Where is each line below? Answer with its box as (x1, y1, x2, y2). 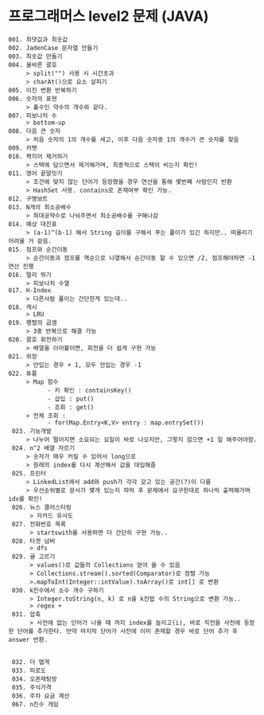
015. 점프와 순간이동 (8, 245, 68, 253)
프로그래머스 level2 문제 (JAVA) (8, 7, 209, 25)
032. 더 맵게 (11, 658, 50, 666)
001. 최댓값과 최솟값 (8, 35, 68, 44)
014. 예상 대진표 (8, 220, 57, 228)
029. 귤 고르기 (11, 553, 56, 561)
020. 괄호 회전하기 (8, 335, 63, 343)
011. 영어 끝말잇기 (8, 169, 63, 178)
